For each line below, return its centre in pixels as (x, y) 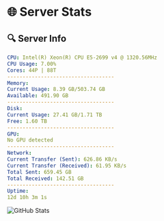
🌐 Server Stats (50, 12)
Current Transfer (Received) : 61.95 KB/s (67, 166)
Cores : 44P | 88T (32, 70)
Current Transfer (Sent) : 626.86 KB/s (62, 159)
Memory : (18, 83)
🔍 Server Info (37, 38)
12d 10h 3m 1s (27, 198)
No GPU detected (30, 140)
